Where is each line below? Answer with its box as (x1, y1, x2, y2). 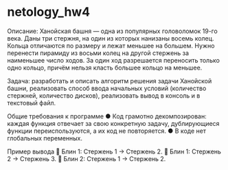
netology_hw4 (7, 4, 91, 20)
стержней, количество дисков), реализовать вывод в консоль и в (7, 91, 201, 100)
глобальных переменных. (7, 134, 83, 142)
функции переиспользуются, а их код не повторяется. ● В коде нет (7, 127, 207, 135)
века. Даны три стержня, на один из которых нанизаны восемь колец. (7, 34, 214, 42)
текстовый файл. (7, 98, 56, 107)
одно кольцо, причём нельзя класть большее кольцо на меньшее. (7, 63, 203, 72)
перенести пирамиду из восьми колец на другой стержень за (7, 49, 190, 57)
